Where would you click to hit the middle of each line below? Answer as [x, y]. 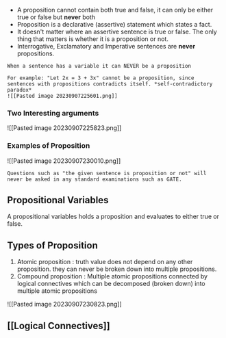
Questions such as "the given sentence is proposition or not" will [107, 173]
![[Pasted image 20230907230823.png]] [64, 304]
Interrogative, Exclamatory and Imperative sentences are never [106, 46]
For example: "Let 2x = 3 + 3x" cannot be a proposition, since [101, 78]
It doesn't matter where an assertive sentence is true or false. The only [117, 31]
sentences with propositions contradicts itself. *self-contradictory [110, 84]
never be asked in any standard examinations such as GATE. [95, 179]
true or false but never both [56, 17]
